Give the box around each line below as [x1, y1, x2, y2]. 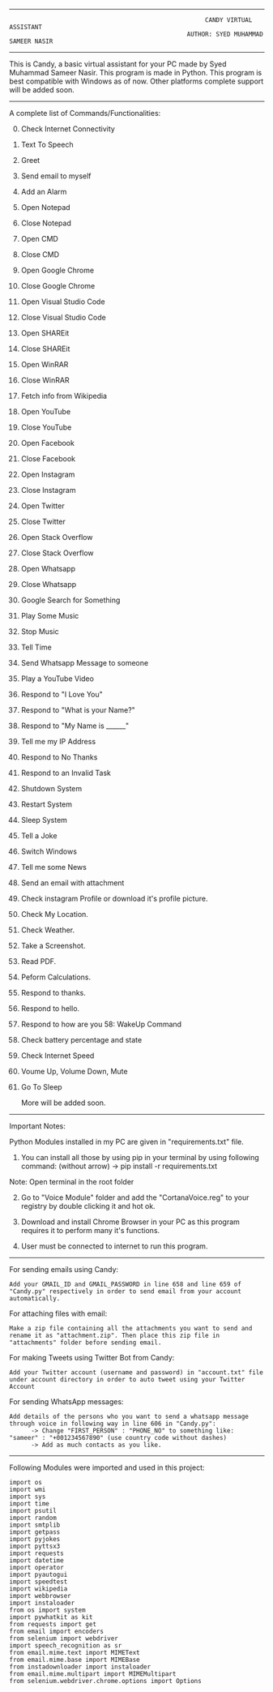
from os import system [9, 1606, 86, 1614]
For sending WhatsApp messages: [9, 1397, 124, 1407]
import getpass [9, 1528, 61, 1536]
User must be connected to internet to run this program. [20, 1241, 208, 1251]
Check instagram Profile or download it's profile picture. [20, 893, 208, 903]
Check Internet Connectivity [20, 124, 116, 134]
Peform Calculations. [20, 972, 92, 982]
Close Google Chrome [20, 281, 96, 290]
